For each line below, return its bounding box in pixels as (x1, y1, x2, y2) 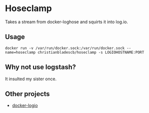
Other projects (5, 90, 50, 98)
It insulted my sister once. (5, 76, 57, 82)
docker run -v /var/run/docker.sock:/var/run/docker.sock (5, 45, 125, 51)
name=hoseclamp (5, 50, 36, 55)
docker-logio (12, 102, 38, 109)
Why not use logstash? (5, 63, 76, 71)
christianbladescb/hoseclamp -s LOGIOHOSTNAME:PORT (37, 50, 145, 55)
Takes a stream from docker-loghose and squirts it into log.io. (5, 19, 129, 25)
